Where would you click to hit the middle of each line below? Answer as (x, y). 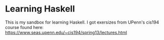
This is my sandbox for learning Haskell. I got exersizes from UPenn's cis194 (82, 22)
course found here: (24, 27)
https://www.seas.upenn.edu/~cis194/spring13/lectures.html (66, 32)
